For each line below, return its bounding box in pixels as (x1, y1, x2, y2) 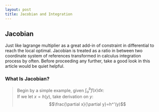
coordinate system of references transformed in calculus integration (5, 53, 142, 59)
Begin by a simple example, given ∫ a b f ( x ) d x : (16, 86, 104, 94)
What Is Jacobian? (5, 75, 50, 82)
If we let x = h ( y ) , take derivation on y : (16, 93, 94, 100)
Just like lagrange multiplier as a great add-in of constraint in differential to (5, 42, 154, 49)
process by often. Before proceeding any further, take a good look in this (5, 58, 150, 64)
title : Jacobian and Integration (5, 12, 73, 17)
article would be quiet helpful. (5, 63, 64, 69)
